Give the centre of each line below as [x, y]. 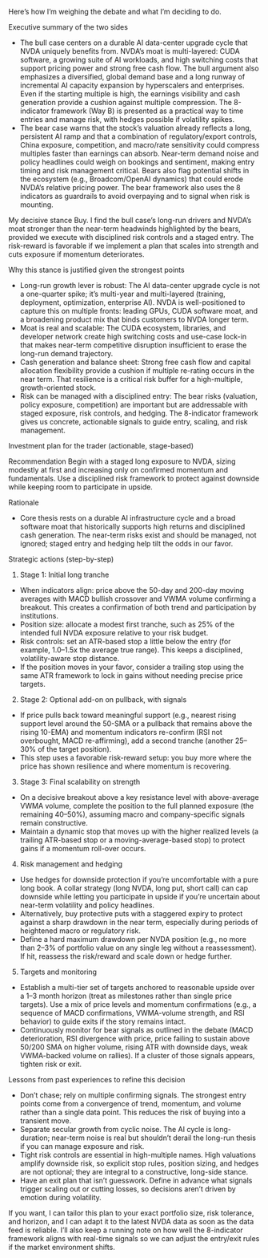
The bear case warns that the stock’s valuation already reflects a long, [136, 128]
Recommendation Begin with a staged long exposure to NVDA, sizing [122, 461]
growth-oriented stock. [58, 388]
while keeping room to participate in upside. [81, 487]
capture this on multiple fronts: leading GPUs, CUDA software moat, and [139, 311]
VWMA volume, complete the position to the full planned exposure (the [137, 806]
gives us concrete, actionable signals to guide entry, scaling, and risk [134, 422]
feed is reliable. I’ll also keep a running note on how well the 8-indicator [126, 1230]
